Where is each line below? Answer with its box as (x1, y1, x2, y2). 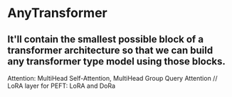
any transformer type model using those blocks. (7, 55, 226, 67)
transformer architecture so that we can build (7, 44, 213, 56)
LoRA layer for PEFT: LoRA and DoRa (7, 81, 116, 90)
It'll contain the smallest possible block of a (7, 33, 204, 45)
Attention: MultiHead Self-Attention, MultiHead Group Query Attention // (7, 74, 218, 82)
